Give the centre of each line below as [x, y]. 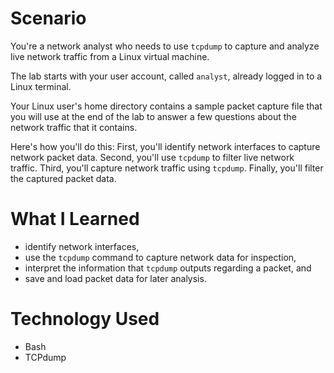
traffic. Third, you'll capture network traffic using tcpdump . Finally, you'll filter [167, 168]
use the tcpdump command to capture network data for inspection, [160, 257]
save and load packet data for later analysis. [115, 278]
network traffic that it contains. [74, 127]
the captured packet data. [63, 178]
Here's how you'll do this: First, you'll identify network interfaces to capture [165, 146]
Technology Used [85, 319]
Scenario [48, 18]
